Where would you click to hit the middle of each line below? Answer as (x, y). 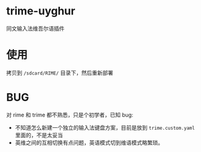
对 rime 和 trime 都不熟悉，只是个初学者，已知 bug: (70, 115)
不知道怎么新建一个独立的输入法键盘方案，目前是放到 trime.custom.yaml (105, 127)
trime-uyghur (41, 11)
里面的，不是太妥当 (39, 135)
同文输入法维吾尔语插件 (35, 28)
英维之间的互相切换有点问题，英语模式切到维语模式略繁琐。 (89, 142)
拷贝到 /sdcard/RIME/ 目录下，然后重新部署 (60, 73)
